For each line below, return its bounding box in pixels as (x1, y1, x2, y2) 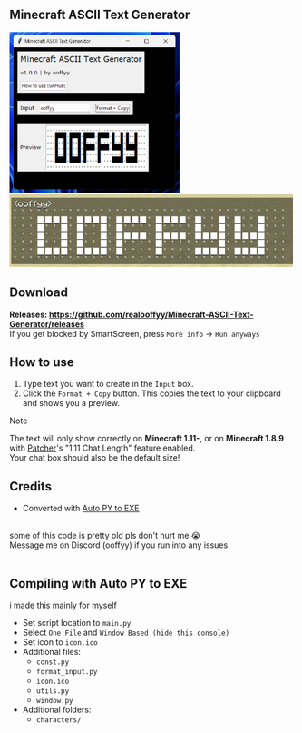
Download (9, 285, 68, 301)
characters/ (35, 716, 82, 725)
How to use (9, 354, 74, 371)
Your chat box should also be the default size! (9, 452, 180, 463)
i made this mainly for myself (9, 599, 118, 611)
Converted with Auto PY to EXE (22, 503, 140, 514)
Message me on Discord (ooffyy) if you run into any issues (9, 540, 229, 550)
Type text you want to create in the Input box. (22, 379, 194, 390)
